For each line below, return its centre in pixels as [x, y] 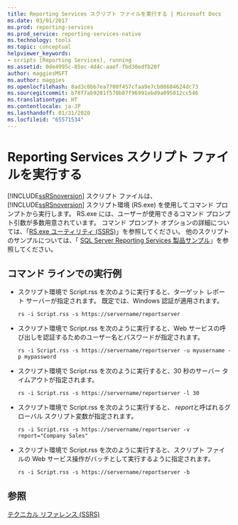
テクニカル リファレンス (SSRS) [54, 514]
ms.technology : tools [39, 40]
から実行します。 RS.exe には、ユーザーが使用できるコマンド [115, 213]
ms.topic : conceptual [39, 47]
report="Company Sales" [53, 436]
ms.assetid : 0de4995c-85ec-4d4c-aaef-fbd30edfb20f [84, 67]
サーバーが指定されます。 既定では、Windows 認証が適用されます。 [125, 301]
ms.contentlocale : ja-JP [44, 107]
